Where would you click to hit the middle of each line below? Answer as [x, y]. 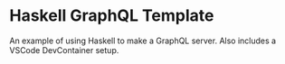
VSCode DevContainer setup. [64, 50]
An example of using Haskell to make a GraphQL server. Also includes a [143, 41]
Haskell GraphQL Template [112, 16]
